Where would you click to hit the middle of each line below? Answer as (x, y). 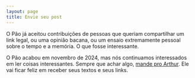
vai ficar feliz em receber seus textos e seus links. (67, 70)
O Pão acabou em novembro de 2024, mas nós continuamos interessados (97, 57)
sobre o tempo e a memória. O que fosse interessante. (73, 46)
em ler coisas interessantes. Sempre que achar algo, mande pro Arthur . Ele (97, 64)
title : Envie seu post (34, 17)
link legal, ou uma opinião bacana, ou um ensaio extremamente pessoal (93, 40)
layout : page (22, 11)
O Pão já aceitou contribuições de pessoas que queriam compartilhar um (95, 33)
